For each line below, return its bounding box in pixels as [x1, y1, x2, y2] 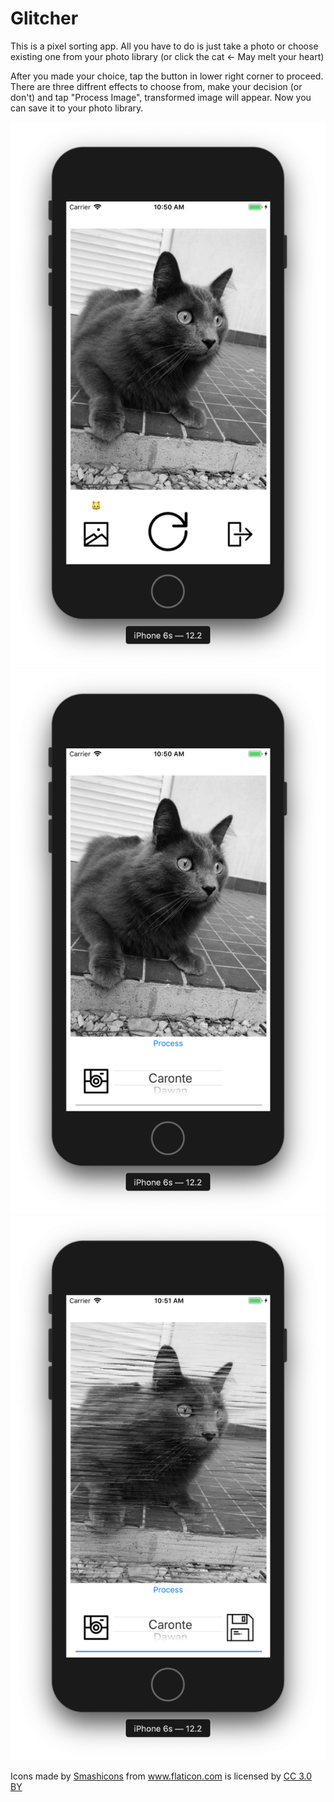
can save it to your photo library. [10, 102, 144, 114]
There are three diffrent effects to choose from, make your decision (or [10, 80, 303, 92]
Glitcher [10, 7, 79, 30]
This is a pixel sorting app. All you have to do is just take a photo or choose [10, 40, 319, 52]
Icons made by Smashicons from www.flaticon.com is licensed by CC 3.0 [10, 1770, 313, 1782]
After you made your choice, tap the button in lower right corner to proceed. [10, 70, 324, 82]
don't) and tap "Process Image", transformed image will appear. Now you [10, 91, 312, 103]
